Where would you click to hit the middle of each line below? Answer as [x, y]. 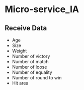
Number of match [30, 61]
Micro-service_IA [42, 9]
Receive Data [26, 28]
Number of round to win [37, 78]
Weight [19, 51]
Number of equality [32, 72]
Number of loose [29, 67]
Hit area [20, 83]
